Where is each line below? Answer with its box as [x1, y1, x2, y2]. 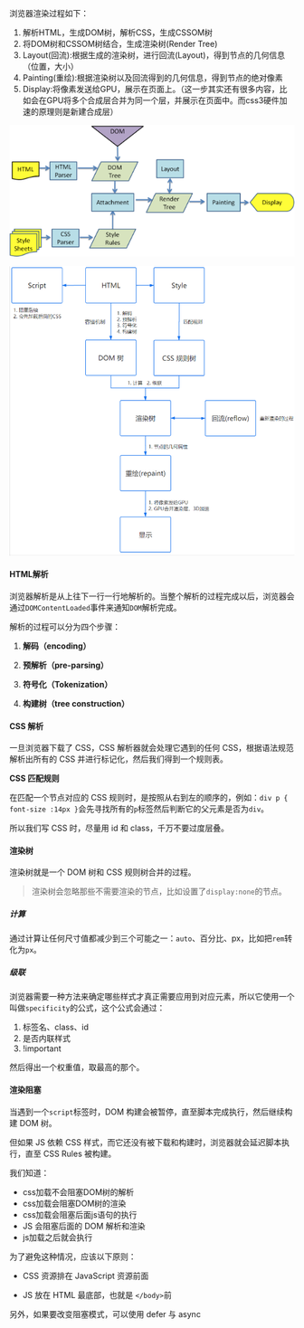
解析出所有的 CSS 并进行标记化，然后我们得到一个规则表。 [9, 754, 229, 764]
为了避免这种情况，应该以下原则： [9, 1251, 137, 1262]
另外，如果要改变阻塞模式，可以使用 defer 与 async [9, 1308, 202, 1319]
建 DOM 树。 [9, 1117, 57, 1128]
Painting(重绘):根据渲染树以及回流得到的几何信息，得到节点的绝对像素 [22, 72, 283, 83]
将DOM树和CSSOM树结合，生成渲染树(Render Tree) [22, 39, 218, 49]
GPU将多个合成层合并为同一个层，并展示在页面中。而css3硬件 [46, 95, 280, 106]
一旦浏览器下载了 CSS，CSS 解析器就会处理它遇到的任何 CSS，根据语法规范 [9, 743, 294, 754]
